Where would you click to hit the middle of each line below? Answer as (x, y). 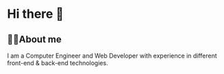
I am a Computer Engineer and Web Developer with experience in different (112, 56)
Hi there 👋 (35, 14)
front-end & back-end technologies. (58, 63)
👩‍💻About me (34, 39)
